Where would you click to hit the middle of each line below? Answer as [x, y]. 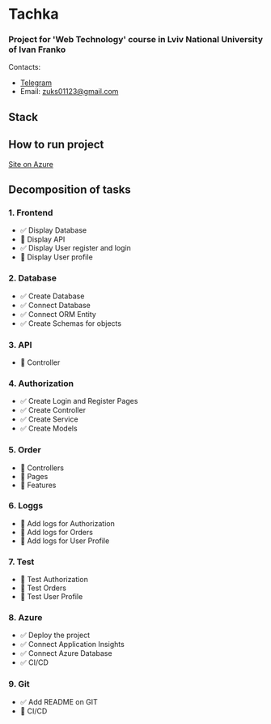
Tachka [34, 14]
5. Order [25, 450]
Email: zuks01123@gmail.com [69, 92]
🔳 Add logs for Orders [56, 532]
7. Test [21, 562]
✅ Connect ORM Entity [58, 314]
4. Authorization [41, 383]
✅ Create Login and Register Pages [79, 401]
